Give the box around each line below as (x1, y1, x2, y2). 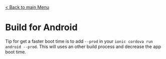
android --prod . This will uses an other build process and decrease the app (5, 43, 161, 49)
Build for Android (5, 22, 78, 33)
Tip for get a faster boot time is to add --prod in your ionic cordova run (5, 38, 153, 44)
